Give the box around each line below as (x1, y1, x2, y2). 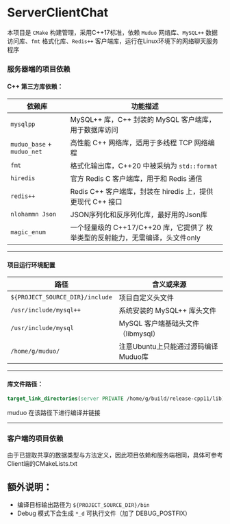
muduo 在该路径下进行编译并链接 (7, 409, 101, 417)
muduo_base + (10, 139, 53, 149)
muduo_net (10, 148, 42, 155)
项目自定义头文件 (118, 293, 175, 303)
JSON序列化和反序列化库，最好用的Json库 (70, 210, 207, 220)
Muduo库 (118, 352, 149, 362)
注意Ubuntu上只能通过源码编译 (118, 342, 218, 351)
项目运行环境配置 (7, 260, 55, 269)
